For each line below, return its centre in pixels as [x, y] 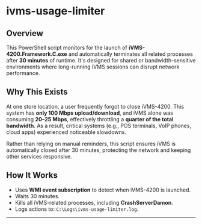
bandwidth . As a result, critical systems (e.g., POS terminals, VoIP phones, [99, 126]
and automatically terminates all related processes [131, 54]
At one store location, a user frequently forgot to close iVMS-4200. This [95, 106]
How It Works [32, 175]
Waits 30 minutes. [37, 196]
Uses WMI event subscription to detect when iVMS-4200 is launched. [103, 190]
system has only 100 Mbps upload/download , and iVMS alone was [90, 113]
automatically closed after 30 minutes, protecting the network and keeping [99, 150]
